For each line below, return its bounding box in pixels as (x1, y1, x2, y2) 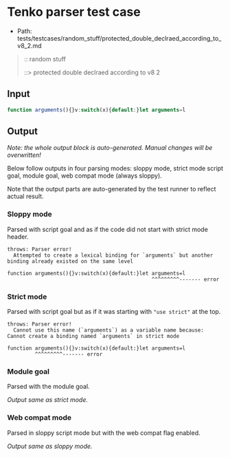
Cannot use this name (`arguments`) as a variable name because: (13, 327, 205, 334)
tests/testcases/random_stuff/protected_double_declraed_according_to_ (16, 34, 222, 42)
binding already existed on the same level (7, 257, 134, 265)
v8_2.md (16, 41, 43, 50)
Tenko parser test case (7, 4, 141, 20)
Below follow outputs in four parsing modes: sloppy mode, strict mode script (7, 164, 224, 173)
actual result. (7, 192, 44, 200)
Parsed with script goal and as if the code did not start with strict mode (7, 225, 208, 233)
